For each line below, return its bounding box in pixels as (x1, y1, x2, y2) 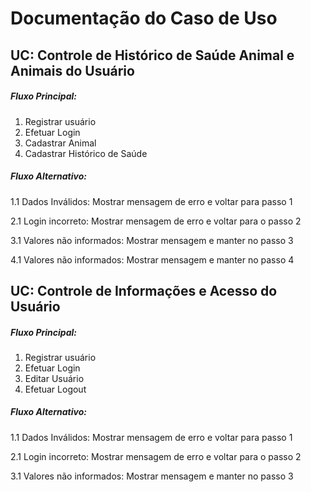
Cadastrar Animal (24, 137, 97, 149)
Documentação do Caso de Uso (10, 7, 278, 30)
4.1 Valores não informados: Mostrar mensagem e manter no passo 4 (10, 253, 295, 266)
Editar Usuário (24, 372, 85, 384)
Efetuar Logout (24, 383, 87, 395)
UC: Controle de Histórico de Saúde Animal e (10, 47, 295, 64)
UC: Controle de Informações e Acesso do (10, 282, 278, 299)
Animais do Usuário (10, 62, 135, 79)
